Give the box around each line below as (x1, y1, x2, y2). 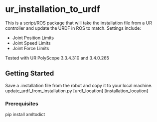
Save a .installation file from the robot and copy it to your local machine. (5, 82, 153, 88)
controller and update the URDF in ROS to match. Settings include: (5, 25, 141, 31)
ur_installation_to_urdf (5, 3, 101, 15)
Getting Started (5, 69, 54, 78)
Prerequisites (5, 100, 38, 107)
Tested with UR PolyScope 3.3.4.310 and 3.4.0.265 (5, 55, 110, 61)
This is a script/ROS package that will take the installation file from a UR (5, 20, 152, 26)
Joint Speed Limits (12, 40, 51, 46)
